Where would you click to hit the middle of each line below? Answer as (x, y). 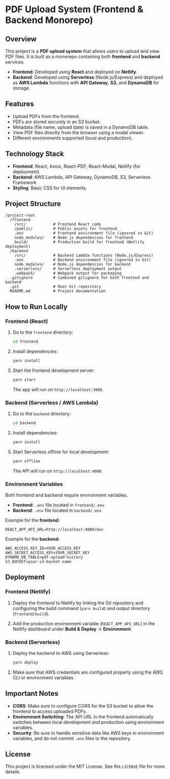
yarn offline (26, 461)
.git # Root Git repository (55, 287)
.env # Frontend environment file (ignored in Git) (84, 233)
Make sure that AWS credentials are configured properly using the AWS (88, 672)
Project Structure (33, 204)
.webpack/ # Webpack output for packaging (68, 273)
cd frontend (25, 342)
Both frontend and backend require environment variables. (67, 495)
